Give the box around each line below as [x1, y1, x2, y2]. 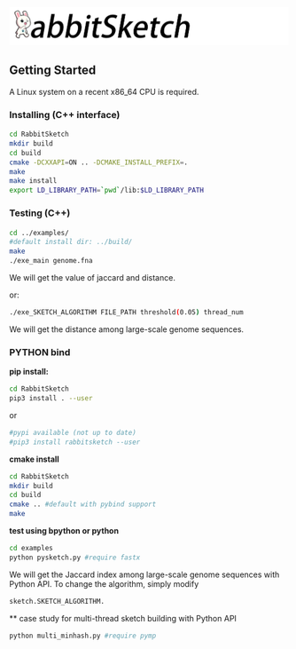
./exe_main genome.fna [9, 257, 93, 265]
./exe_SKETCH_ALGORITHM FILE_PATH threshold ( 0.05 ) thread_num [9, 308, 244, 317]
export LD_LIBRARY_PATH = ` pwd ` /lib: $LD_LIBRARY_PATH [9, 186, 204, 195]
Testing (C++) [9, 207, 71, 219]
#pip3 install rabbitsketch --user [9, 438, 141, 447]
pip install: [9, 367, 49, 377]
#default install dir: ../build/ [9, 238, 133, 247]
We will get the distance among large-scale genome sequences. [9, 323, 245, 335]
